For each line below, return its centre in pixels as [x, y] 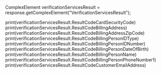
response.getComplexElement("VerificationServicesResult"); [68, 13]
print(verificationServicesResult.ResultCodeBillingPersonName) [71, 54]
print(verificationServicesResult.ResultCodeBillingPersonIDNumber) [75, 44]
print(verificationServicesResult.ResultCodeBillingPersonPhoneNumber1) [81, 60]
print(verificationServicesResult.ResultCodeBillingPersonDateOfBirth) [77, 49]
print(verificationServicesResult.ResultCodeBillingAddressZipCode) [75, 33]
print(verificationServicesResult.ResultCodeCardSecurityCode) [70, 22]
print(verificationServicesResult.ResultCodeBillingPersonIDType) [72, 38]
